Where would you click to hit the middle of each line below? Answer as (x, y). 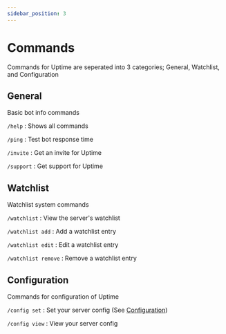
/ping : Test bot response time (50, 140)
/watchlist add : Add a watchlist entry (62, 232)
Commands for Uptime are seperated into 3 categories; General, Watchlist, (113, 67)
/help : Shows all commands (48, 126)
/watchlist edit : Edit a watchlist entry (63, 245)
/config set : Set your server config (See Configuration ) (87, 310)
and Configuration (33, 74)
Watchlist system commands (48, 205)
